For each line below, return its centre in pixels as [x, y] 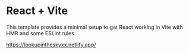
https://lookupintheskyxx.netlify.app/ [51, 45]
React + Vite [37, 11]
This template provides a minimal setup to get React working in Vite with [94, 27]
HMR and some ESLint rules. [41, 33]
